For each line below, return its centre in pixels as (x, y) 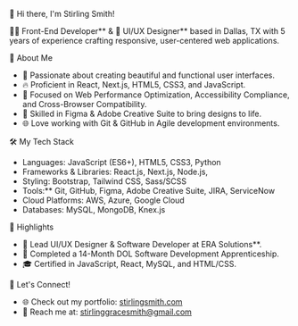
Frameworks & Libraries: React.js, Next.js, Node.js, (115, 171)
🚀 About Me (31, 58)
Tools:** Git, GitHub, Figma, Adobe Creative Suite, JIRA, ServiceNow (148, 191)
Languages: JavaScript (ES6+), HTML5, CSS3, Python (121, 162)
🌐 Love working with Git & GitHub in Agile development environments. (151, 123)
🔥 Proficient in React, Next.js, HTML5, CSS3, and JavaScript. (134, 84)
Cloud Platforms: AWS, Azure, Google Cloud (103, 200)
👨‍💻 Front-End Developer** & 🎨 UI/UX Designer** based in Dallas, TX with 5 (147, 31)
